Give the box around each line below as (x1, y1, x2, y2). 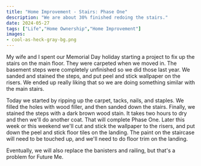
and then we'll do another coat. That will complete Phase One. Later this (6, 116, 185, 123)
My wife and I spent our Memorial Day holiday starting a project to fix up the (6, 54, 195, 60)
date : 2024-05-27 (6, 20, 50, 26)
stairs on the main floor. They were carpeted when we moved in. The (6, 60, 177, 67)
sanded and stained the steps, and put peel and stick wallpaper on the (6, 73, 181, 79)
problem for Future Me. (6, 153, 64, 160)
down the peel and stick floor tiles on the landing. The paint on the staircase (6, 129, 195, 136)
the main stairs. (6, 85, 45, 92)
